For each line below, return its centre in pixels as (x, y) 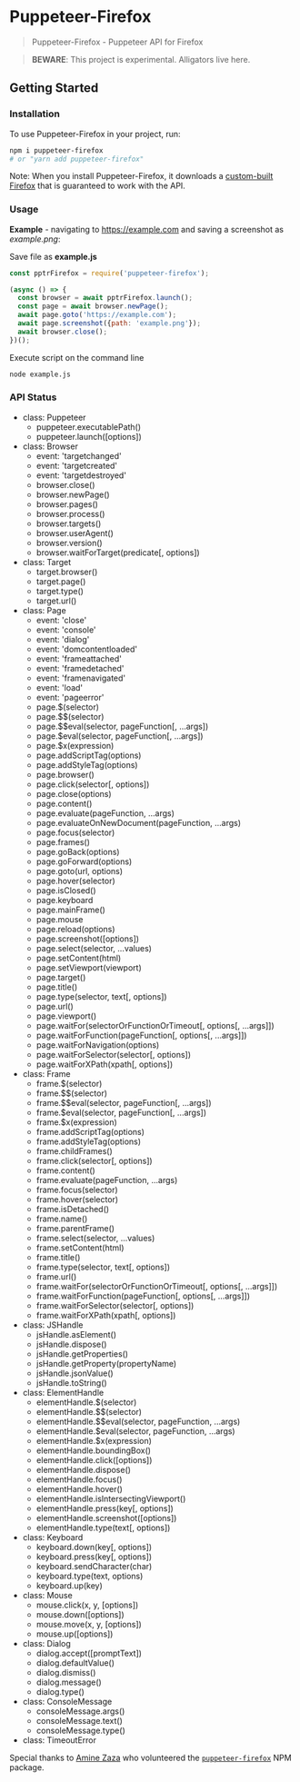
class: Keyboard (53, 1537)
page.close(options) (74, 793)
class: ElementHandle (63, 1392)
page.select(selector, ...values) (94, 948)
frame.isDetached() (73, 1209)
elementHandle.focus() (79, 1479)
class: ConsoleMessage (67, 1701)
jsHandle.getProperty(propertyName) (106, 1363)
